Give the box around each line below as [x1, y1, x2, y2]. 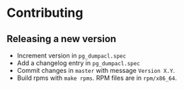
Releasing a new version [6, 33, 117, 45]
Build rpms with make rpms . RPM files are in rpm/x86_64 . [16, 74, 178, 82]
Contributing [6, 5, 84, 21]
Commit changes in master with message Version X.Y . [16, 67, 176, 74]
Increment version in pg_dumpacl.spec [16, 51, 127, 60]
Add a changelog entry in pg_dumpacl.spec [16, 59, 141, 67]
